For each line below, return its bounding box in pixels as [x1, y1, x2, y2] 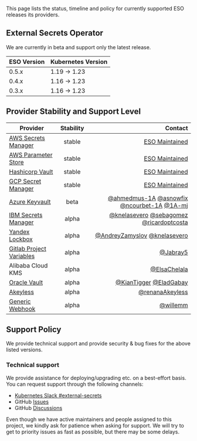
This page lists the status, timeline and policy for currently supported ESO [6, 5, 185, 12]
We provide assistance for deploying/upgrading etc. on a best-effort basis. [6, 374, 186, 381]
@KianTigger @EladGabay [115, 278, 188, 286]
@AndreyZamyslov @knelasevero [95, 231, 188, 239]
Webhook [9, 304, 36, 313]
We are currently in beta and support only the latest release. [6, 43, 151, 50]
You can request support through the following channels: [6, 381, 144, 388]
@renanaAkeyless [138, 287, 188, 296]
